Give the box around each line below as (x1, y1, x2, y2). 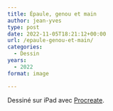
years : (7, 57, 27, 64)
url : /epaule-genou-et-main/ (7, 37, 94, 44)
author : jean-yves (7, 17, 62, 24)
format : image (7, 70, 50, 77)
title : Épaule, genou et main (7, 10, 97, 18)
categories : (7, 43, 43, 51)
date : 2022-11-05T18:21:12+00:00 (7, 30, 107, 38)
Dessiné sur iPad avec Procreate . (7, 95, 104, 104)
